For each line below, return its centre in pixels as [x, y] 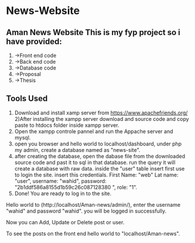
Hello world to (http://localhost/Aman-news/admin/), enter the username [93, 204]
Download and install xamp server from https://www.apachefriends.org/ [101, 113]
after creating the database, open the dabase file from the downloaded [100, 156]
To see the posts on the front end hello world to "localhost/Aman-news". [93, 233]
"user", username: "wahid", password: [60, 181]
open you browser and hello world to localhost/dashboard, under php [98, 144]
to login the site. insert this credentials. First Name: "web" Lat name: [96, 175]
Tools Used [27, 98]
